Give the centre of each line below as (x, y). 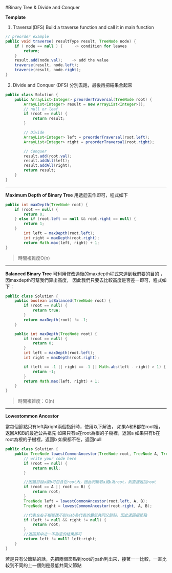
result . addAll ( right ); (48, 166)
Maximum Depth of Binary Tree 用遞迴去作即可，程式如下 (67, 195)
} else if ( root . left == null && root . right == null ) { (76, 219)
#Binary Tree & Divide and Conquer (43, 7)
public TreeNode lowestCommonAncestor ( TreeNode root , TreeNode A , (87, 454)
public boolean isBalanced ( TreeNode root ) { (63, 301)
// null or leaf (41, 109)
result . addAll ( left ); (47, 161)
